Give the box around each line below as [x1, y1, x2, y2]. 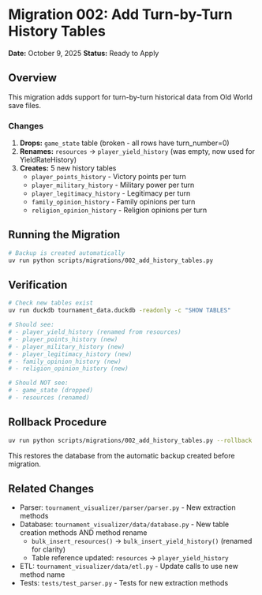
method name [19, 570, 65, 579]
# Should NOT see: [8, 379, 69, 387]
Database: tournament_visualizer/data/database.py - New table [19, 519, 230, 530]
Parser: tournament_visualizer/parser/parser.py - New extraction [19, 503, 236, 512]
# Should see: [8, 321, 55, 329]
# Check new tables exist [8, 299, 93, 307]
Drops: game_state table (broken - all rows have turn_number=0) [19, 138, 230, 148]
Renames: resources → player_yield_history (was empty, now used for [19, 147, 255, 156]
